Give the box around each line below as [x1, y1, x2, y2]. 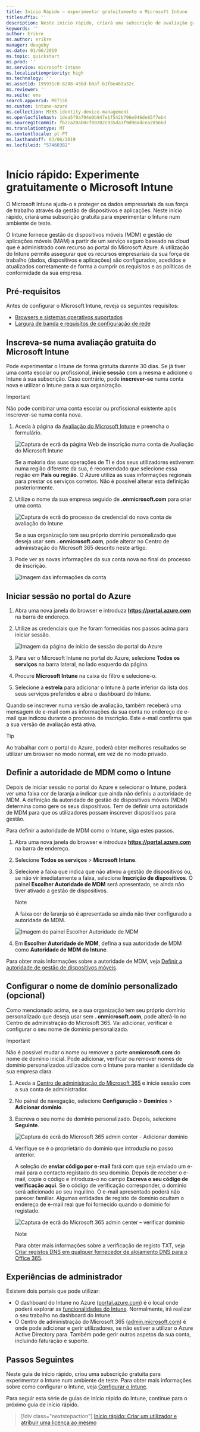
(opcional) [6, 990, 46, 1001]
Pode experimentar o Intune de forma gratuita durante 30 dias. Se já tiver [6, 363, 186, 370]
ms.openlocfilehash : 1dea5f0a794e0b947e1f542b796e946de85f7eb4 [6, 114, 167, 120]
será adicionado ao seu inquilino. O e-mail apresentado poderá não [14, 1188, 180, 1195]
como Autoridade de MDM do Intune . [14, 946, 108, 953]
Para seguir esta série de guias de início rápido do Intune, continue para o [6, 1395, 187, 1402]
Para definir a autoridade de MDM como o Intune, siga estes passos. [6, 827, 174, 834]
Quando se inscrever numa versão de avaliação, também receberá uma [6, 702, 182, 709]
